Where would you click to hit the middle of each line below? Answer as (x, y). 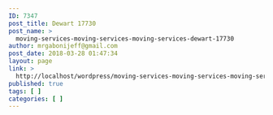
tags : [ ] (25, 91)
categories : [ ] (36, 99)
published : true (36, 83)
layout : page (30, 62)
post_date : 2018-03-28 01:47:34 (63, 53)
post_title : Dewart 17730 (52, 23)
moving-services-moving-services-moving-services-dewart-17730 (125, 38)
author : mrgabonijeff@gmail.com (63, 46)
